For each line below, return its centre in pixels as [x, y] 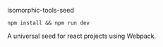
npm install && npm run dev [49, 23]
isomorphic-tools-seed [41, 10]
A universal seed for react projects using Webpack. [82, 36]
